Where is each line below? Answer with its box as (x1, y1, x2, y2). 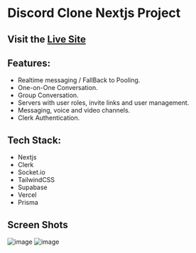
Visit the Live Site (7, 33, 87, 45)
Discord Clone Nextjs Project (7, 5, 181, 21)
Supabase (17, 183, 48, 192)
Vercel (17, 191, 37, 199)
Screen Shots (7, 218, 69, 231)
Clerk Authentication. (17, 113, 80, 122)
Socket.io (17, 168, 46, 176)
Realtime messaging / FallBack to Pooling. (17, 76, 141, 84)
